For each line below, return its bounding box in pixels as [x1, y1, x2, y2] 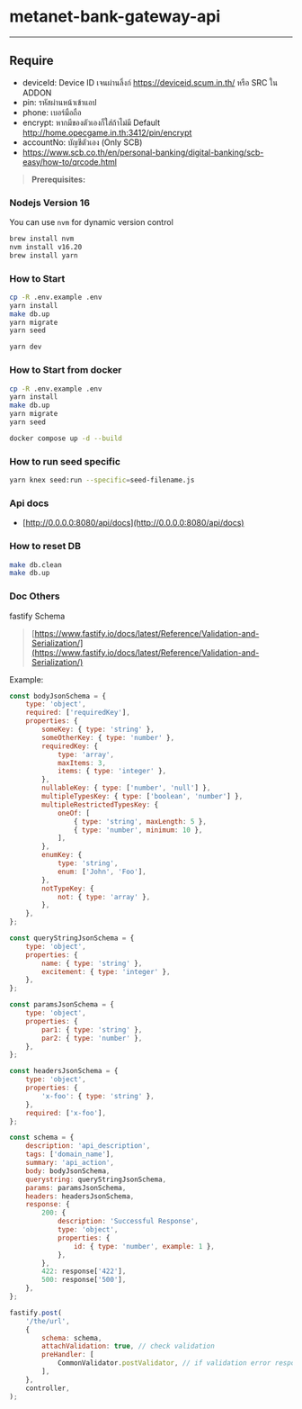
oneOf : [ [57, 808, 91, 817]
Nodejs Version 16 [9, 196, 91, 209]
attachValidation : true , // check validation [41, 1341, 216, 1351]
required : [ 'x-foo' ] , [25, 1108, 106, 1117]
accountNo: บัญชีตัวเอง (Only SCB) [22, 137, 143, 148]
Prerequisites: [31, 174, 86, 185]
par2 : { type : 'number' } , [41, 1034, 143, 1043]
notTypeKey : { [41, 884, 94, 893]
